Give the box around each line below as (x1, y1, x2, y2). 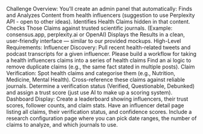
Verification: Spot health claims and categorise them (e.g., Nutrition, (6, 70, 175, 76)
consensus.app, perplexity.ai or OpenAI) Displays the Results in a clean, (6, 31, 185, 38)
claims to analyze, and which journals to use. (6, 121, 118, 128)
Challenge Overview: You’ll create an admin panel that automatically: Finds (6, 5, 192, 12)
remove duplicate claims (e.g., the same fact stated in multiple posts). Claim (6, 63, 195, 70)
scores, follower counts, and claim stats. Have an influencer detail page (6, 102, 184, 109)
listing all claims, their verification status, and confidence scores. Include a (6, 109, 192, 115)
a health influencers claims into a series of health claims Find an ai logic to (6, 57, 192, 64)
